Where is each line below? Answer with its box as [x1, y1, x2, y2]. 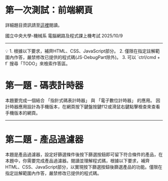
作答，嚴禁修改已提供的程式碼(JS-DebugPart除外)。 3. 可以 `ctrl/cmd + [13, 54, 160, 60]
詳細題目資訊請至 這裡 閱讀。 [5, 22, 62, 28]
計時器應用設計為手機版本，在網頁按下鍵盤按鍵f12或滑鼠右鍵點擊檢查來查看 [5, 103, 160, 109]
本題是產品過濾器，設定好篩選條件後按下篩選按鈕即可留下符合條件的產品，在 [5, 151, 163, 157]
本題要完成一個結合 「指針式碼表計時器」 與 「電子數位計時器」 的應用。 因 [5, 97, 160, 103]
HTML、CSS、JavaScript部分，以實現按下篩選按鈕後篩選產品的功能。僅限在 [5, 163, 162, 170]
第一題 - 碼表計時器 [5, 80, 84, 91]
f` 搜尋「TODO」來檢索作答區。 [5, 60, 70, 66]
